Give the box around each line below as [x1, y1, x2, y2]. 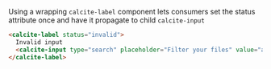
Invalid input [15, 38, 63, 47]
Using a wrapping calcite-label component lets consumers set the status [8, 7, 256, 16]
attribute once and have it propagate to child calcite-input [8, 15, 206, 25]
